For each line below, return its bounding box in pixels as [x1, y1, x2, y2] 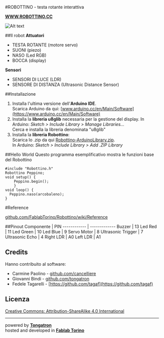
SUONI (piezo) [12, 47, 41, 53]
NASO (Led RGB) [12, 52, 47, 58]
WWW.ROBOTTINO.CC [5, 14, 53, 19]
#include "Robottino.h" [5, 166, 54, 171]
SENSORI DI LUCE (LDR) [12, 77, 62, 82]
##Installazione [5, 91, 36, 97]
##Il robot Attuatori [5, 33, 44, 38]
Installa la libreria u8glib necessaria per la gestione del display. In [12, 116, 144, 122]
